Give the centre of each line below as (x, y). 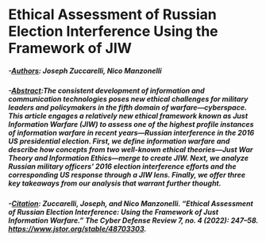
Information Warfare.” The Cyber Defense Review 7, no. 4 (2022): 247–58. (133, 220)
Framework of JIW (70, 48)
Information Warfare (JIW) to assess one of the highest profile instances (131, 124)
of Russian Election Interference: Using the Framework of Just (114, 212)
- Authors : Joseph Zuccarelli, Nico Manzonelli (85, 71)
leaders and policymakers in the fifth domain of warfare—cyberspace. (128, 108)
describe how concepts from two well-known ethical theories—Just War (131, 150)
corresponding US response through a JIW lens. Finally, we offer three (127, 175)
